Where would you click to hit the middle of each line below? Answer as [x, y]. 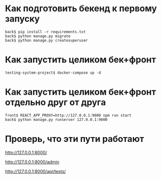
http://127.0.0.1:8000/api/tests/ [36, 171]
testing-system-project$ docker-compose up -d [53, 73]
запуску [22, 19]
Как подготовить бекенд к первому [81, 9]
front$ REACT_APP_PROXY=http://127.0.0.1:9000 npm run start [68, 115]
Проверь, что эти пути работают [75, 139]
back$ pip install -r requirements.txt [45, 32]
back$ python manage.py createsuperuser [47, 40]
